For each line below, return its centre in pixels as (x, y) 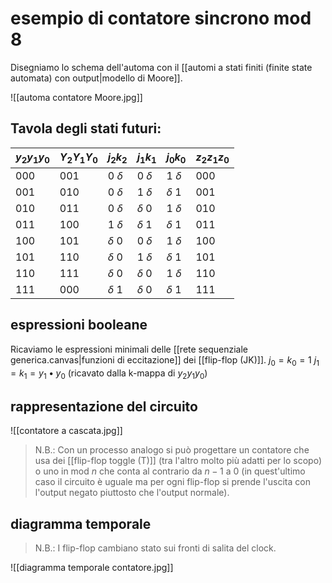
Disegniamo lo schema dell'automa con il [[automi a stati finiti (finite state (161, 67)
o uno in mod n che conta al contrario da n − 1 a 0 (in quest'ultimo (170, 471)
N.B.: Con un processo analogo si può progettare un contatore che (172, 450)
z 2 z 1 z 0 (212, 158)
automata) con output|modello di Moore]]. (96, 78)
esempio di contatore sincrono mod (161, 18)
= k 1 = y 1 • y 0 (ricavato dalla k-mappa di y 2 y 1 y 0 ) (109, 374)
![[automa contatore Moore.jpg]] (76, 97)
